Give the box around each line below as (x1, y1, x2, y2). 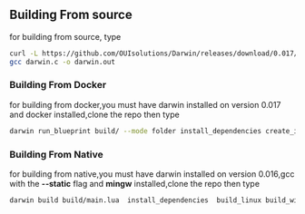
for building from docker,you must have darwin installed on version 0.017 (9, 99, 281, 110)
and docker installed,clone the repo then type (9, 109, 180, 120)
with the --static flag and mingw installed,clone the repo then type (9, 179, 261, 190)
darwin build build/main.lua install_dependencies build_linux (9, 196, 261, 205)
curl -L (9, 49, 39, 58)
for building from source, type (9, 31, 122, 42)
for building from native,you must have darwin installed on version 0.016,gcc (9, 169, 295, 180)
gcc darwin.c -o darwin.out (9, 57, 116, 66)
